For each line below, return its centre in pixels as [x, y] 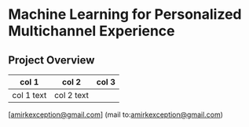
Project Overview [51, 60]
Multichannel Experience [92, 31]
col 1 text [29, 95]
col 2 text [71, 95]
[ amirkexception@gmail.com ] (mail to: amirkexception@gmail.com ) [116, 114]
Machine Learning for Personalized [125, 15]
